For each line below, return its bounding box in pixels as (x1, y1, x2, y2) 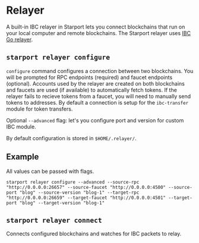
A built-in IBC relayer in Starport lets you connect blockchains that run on (6, 23, 185, 30)
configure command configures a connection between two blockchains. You (6, 67, 194, 74)
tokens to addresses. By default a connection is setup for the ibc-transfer (6, 99, 189, 106)
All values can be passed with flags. (6, 168, 94, 175)
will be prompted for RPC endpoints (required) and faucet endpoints (6, 74, 173, 81)
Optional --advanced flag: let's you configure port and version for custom (6, 116, 184, 124)
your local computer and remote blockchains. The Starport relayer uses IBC (6, 29, 191, 36)
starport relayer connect (6, 216, 102, 225)
